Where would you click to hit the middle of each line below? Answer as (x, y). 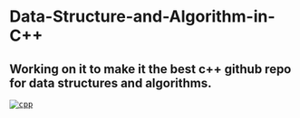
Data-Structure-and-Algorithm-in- (142, 17)
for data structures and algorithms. (111, 83)
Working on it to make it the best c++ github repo (150, 69)
